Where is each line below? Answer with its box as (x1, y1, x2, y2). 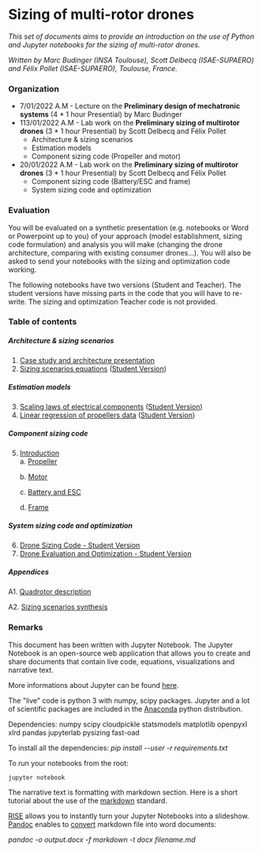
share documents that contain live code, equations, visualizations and (8, 656, 235, 666)
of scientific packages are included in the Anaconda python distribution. (8, 704, 243, 713)
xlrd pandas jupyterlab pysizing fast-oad (8, 727, 140, 737)
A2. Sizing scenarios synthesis (8, 602, 108, 612)
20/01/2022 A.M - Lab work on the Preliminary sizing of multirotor (19, 160, 239, 170)
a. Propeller (19, 457, 58, 466)
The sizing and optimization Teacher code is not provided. (28, 297, 218, 306)
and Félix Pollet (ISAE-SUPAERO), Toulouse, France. (8, 63, 178, 73)
